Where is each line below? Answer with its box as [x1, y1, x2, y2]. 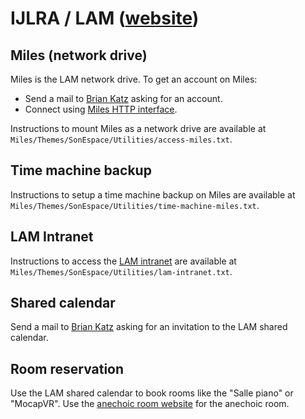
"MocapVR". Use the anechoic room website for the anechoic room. [10, 398, 290, 410]
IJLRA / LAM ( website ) [10, 7, 200, 30]
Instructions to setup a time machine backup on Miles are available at [10, 188, 296, 201]
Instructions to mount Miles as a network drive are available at [10, 123, 267, 134]
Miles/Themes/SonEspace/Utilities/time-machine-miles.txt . [10, 199, 260, 211]
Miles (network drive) [10, 47, 148, 64]
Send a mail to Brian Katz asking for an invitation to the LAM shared [10, 321, 288, 333]
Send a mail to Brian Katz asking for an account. [24, 93, 223, 104]
